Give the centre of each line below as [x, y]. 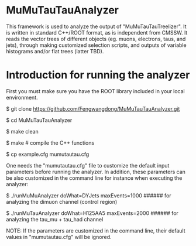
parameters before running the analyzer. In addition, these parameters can [96, 172]
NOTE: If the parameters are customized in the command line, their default [96, 230]
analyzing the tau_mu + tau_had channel [55, 219]
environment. [22, 97]
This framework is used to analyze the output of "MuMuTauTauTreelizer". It [96, 26]
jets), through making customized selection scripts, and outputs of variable [96, 45]
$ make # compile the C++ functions [50, 143]
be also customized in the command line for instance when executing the [94, 178]
